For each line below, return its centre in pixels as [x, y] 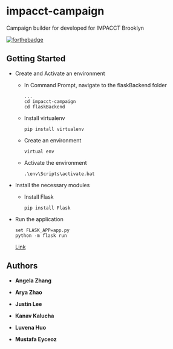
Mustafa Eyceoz [36, 339]
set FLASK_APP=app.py [42, 230]
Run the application [39, 219]
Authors [22, 266]
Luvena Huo [31, 327]
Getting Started [36, 59]
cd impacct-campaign [50, 101]
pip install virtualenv [54, 129]
